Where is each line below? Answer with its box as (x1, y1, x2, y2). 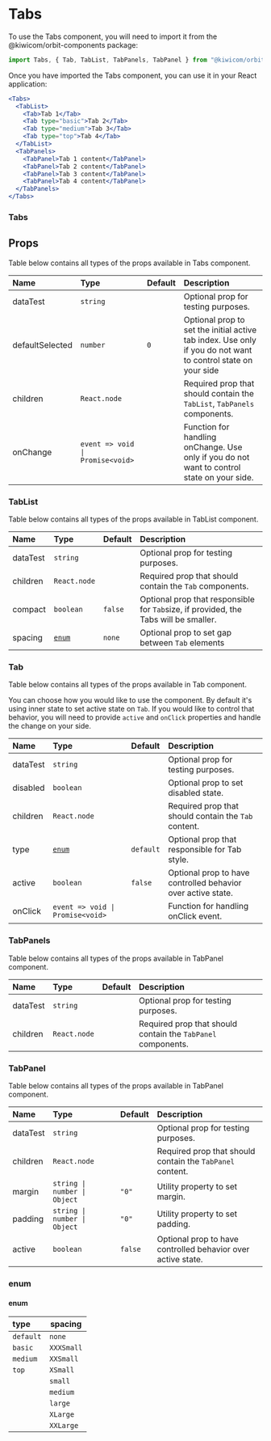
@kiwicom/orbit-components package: (8, 40, 139, 49)
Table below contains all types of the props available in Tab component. (8, 680, 248, 690)
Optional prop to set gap (140, 628, 232, 639)
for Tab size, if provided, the (140, 604, 242, 615)
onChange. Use (183, 442, 243, 453)
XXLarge (49, 1421, 79, 1430)
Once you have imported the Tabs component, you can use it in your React (8, 70, 257, 80)
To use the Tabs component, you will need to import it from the (8, 32, 218, 41)
